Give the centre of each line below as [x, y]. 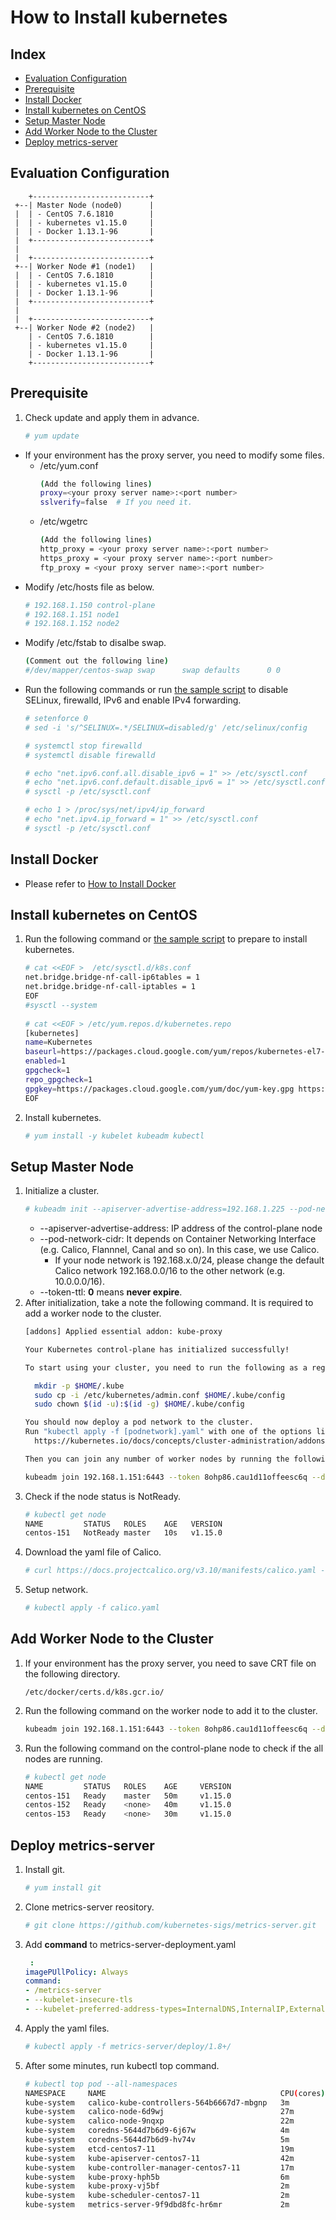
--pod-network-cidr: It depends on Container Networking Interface [178, 1239]
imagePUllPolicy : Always [76, 1972]
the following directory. [72, 1673]
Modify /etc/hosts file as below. [89, 587]
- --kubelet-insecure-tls [78, 2000]
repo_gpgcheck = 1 [58, 1079]
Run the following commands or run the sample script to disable [156, 689]
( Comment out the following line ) [96, 661]
